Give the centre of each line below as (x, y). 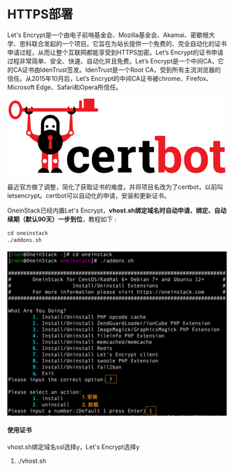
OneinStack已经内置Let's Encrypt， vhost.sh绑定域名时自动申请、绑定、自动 (117, 210)
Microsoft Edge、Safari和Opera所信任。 (65, 87)
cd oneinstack (28, 233)
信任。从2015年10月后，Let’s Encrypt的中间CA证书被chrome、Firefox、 (110, 78)
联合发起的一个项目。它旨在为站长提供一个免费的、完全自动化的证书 (129, 43)
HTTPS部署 (40, 14)
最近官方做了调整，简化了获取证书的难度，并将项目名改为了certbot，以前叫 (115, 187)
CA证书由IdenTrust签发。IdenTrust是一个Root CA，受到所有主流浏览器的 (117, 70)
